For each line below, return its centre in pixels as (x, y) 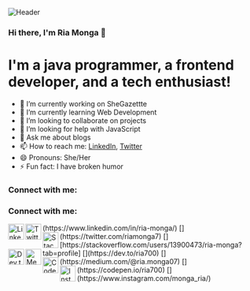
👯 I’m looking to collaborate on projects (83, 120)
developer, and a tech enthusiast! (119, 82)
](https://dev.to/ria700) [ (125, 253)
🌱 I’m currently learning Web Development (88, 112)
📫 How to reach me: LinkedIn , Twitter (81, 146)
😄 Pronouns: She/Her (55, 157)
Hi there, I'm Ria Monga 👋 (57, 32)
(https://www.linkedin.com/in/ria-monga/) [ (112, 228)
